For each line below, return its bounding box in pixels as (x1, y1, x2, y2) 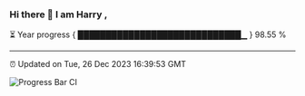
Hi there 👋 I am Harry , (9, 8, 108, 21)
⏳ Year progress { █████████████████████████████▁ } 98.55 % (9, 29, 287, 40)
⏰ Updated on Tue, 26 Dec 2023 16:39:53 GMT (9, 59, 187, 70)
